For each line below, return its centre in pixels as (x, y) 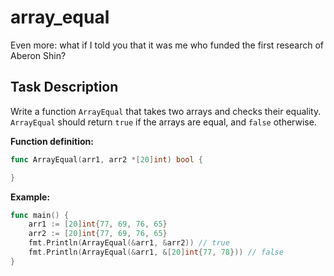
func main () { (40, 215)
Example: (30, 197)
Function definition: (52, 141)
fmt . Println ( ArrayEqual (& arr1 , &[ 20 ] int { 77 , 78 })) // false (156, 252)
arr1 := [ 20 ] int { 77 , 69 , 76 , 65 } (98, 224)
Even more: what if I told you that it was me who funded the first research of (167, 45)
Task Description (64, 87)
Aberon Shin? (38, 55)
